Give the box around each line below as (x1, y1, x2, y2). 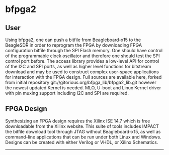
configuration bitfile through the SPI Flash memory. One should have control (5, 48, 162, 53)
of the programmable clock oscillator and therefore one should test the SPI (5, 53, 160, 59)
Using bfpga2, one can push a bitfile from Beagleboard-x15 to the (5, 37, 141, 43)
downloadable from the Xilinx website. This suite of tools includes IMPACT (5, 123, 159, 129)
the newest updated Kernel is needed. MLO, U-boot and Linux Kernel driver (5, 85, 161, 91)
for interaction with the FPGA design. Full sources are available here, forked (5, 74, 162, 80)
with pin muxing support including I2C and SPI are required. (5, 90, 129, 96)
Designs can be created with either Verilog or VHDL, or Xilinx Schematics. (5, 139, 158, 145)
